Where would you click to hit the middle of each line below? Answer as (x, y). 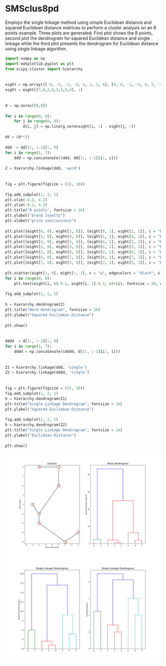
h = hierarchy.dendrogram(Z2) (36, 425)
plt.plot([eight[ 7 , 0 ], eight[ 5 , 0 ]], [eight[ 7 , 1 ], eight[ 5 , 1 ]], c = (80, 263)
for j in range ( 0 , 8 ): (37, 121)
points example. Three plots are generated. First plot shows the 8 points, (79, 33)
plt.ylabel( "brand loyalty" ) (35, 216)
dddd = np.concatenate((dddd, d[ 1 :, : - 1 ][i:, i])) (67, 351)
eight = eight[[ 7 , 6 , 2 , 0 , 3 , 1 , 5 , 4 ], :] (44, 90)
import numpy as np (25, 58)
